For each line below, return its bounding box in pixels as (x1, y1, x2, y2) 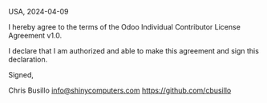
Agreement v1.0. (8, 31, 63, 40)
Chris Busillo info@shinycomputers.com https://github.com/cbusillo (8, 85, 232, 95)
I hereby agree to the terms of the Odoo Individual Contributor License (8, 22, 241, 31)
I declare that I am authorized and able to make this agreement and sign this (8, 46, 259, 55)
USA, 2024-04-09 (8, 7, 70, 16)
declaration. (8, 55, 48, 64)
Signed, (8, 70, 34, 79)
